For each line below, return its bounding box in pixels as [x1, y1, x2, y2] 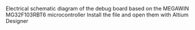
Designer [5, 18, 28, 24]
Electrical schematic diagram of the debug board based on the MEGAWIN [5, 5, 189, 12]
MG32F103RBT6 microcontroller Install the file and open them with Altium [5, 11, 189, 18]
